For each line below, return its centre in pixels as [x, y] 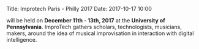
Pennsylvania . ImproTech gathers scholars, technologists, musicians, [94, 27]
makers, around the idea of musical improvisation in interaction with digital [100, 33]
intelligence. [22, 40]
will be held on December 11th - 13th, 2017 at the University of [86, 20]
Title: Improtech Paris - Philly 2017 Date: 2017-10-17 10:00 [79, 9]
